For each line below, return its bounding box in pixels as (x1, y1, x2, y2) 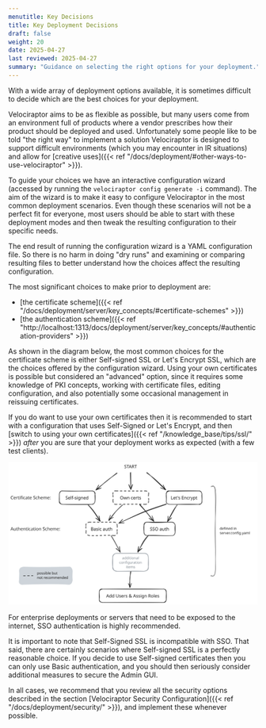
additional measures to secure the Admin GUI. (8, 670, 158, 680)
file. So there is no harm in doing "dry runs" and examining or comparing (8, 250, 245, 259)
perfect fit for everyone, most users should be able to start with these (8, 209, 235, 218)
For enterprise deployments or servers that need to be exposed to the (8, 612, 236, 622)
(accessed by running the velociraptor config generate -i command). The (8, 183, 257, 193)
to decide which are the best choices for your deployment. (8, 94, 199, 103)
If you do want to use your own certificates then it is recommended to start (8, 412, 253, 422)
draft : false (8, 29, 51, 37)
